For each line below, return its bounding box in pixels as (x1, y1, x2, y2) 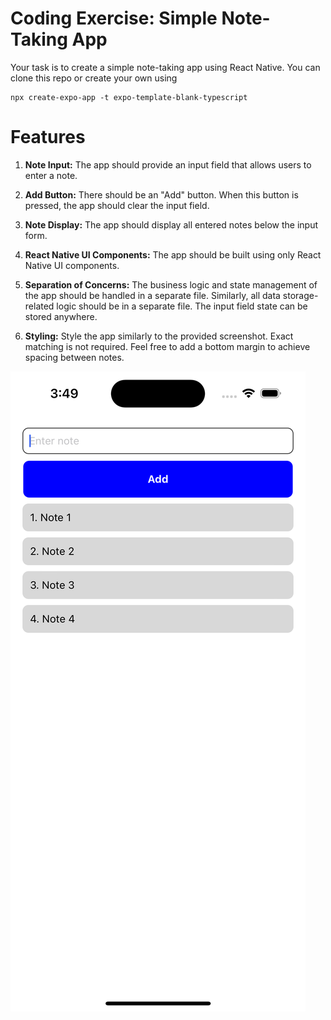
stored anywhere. (24, 310, 98, 322)
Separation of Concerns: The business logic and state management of (24, 278, 318, 291)
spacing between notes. (24, 351, 125, 363)
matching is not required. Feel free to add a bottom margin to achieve (24, 340, 311, 352)
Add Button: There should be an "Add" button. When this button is (24, 188, 299, 201)
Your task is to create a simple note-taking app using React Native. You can (10, 61, 321, 73)
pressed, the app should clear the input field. (24, 199, 210, 211)
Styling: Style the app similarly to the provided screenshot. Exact (24, 330, 294, 342)
